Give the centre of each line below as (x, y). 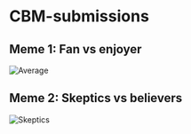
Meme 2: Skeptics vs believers (96, 98)
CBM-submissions (79, 16)
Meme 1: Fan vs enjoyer (76, 49)
